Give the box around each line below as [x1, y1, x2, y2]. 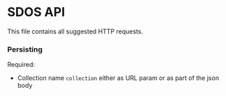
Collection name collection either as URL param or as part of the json [17, 74, 220, 82]
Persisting [7, 45, 43, 54]
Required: [7, 61, 36, 69]
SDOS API [7, 4, 66, 20]
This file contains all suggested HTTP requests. [7, 27, 144, 35]
